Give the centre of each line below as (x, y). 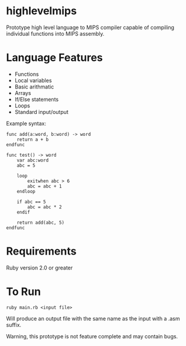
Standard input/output (42, 112)
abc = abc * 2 (45, 207)
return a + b (33, 139)
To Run (24, 291)
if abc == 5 (31, 202)
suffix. (14, 325)
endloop (26, 191)
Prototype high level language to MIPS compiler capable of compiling (90, 27)
